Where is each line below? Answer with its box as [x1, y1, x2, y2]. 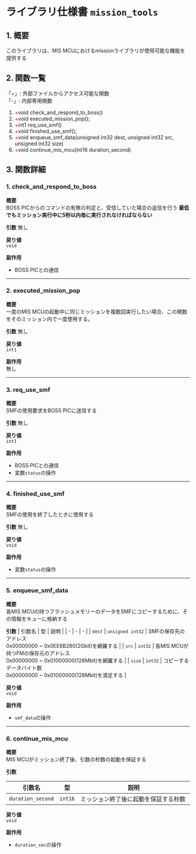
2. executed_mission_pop [6, 286, 80, 295]
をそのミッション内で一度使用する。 [6, 315, 93, 322]
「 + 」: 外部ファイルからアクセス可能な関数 [6, 90, 110, 97]
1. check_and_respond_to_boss [6, 183, 97, 191]
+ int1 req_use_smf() [14, 121, 62, 128]
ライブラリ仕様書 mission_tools [6, 5, 159, 19]
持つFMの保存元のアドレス [6, 650, 70, 657]
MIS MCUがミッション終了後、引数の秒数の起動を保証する [6, 756, 147, 763]
